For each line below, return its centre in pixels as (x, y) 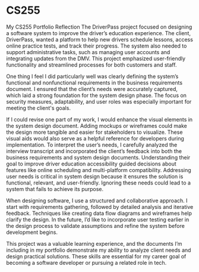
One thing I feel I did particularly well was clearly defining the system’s (92, 76)
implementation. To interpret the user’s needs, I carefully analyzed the (92, 145)
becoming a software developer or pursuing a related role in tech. (86, 262)
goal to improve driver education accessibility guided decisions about (91, 164)
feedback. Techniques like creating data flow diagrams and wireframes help (99, 213)
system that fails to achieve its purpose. (55, 189)
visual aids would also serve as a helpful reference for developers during (95, 138)
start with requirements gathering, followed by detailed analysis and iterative (100, 207)
